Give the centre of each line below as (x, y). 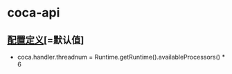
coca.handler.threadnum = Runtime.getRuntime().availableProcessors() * (121, 57)
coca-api (34, 13)
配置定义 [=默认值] (46, 40)
